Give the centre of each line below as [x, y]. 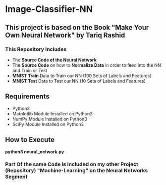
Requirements [27, 97]
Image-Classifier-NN [49, 9]
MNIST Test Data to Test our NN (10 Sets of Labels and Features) [79, 81]
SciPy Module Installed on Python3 [48, 124]
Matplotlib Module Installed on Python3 [52, 114]
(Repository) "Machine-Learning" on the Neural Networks [77, 171]
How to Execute [30, 140]
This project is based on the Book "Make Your [77, 27]
